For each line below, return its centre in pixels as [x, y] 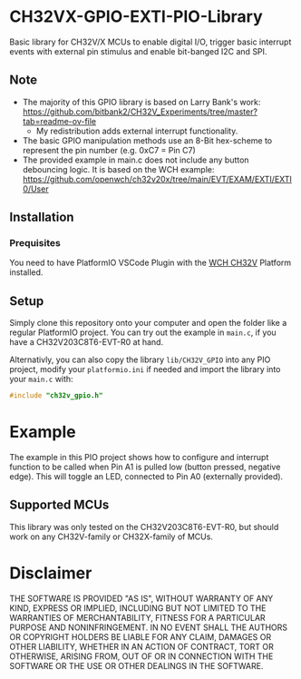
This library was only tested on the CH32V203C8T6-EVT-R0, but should [144, 526]
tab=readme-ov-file [59, 121]
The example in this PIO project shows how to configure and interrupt [139, 458]
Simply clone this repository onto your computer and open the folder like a [148, 323]
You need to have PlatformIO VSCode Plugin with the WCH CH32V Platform [150, 263]
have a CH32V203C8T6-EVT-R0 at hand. [87, 342]
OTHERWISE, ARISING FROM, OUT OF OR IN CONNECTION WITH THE [141, 656]
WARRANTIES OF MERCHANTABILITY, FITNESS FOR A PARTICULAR [137, 617]
